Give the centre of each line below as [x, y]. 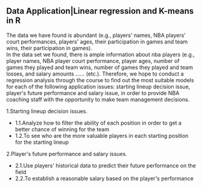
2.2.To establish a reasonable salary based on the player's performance [104, 178]
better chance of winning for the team [62, 129]
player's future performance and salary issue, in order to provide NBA [93, 93]
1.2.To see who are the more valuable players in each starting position [102, 135]
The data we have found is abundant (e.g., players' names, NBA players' [96, 35]
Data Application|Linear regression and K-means [100, 11]
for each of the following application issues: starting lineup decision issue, [98, 86]
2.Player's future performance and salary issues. [67, 154]
